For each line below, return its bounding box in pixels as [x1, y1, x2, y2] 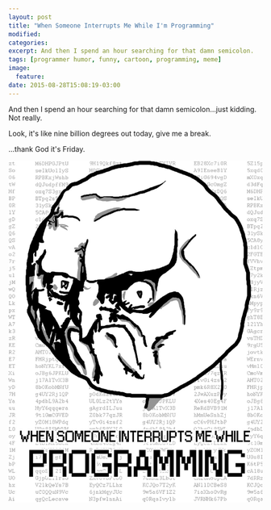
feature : [15, 73, 45, 81]
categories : [8, 39, 48, 47]
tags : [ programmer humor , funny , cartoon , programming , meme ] [8, 56, 222, 64]
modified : [8, 30, 42, 38]
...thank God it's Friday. [8, 144, 85, 153]
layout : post [8, 13, 52, 21]
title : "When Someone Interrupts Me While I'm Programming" [8, 21, 215, 30]
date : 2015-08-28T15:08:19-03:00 [8, 81, 121, 89]
